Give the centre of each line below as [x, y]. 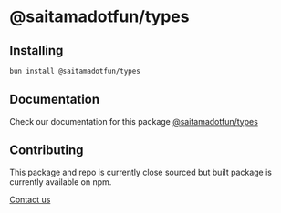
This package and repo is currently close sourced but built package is [140, 172]
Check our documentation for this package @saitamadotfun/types [134, 121]
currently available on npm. [61, 182]
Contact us [30, 199]
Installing [36, 51]
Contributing [47, 151]
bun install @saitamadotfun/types [75, 71]
